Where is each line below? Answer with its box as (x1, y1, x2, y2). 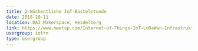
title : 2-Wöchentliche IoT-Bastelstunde (6, 8, 107, 15)
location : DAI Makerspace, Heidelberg (6, 19, 101, 25)
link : (6, 25, 19, 31)
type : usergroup (6, 36, 46, 42)
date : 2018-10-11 (6, 14, 49, 20)
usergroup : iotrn (6, 30, 49, 36)
